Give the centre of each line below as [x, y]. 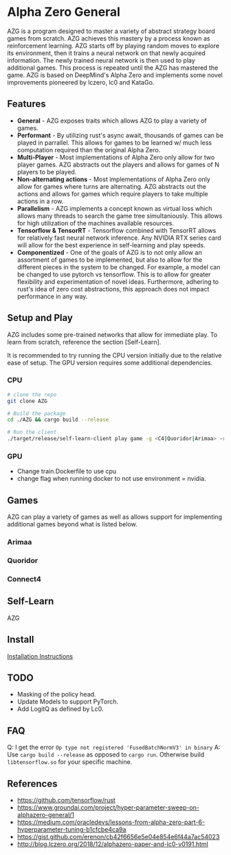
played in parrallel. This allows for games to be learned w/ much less [114, 143]
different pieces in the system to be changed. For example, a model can [119, 267]
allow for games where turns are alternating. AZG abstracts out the [111, 186]
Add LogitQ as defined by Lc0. [60, 709]
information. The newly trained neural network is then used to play [101, 60]
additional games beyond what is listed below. [72, 524]
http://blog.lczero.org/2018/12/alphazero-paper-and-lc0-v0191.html [112, 844]
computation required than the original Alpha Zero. [89, 150]
